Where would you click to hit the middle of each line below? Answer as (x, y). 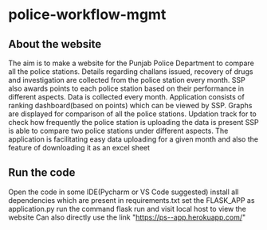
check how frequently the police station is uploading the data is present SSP (133, 122)
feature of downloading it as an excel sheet (79, 148)
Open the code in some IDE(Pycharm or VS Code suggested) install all (124, 192)
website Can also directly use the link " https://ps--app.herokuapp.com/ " (127, 217)
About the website (55, 44)
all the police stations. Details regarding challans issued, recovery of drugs (131, 72)
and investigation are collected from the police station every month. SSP (127, 80)
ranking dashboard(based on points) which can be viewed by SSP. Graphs (130, 105)
